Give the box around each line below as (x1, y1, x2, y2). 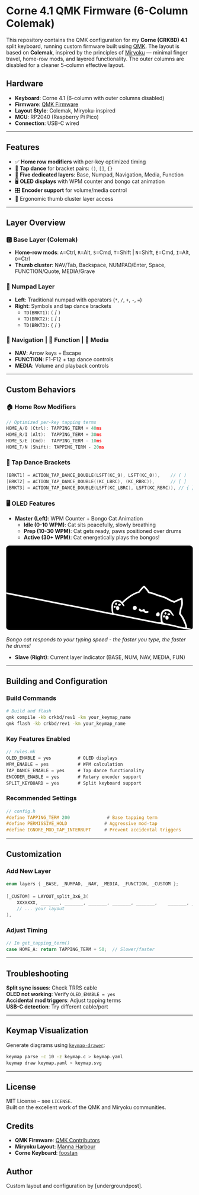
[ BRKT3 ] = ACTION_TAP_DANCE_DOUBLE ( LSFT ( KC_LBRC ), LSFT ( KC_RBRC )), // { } (6, 484, 195, 491)
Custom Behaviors (6, 385, 76, 395)
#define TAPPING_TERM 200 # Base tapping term (6, 814, 158, 821)
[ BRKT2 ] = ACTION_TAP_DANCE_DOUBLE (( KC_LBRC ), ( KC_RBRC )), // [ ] (6, 478, 187, 485)
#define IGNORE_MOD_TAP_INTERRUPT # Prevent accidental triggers (6, 827, 182, 833)
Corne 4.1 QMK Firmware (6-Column (6, 4, 188, 18)
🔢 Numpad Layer (6, 282, 55, 291)
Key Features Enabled (6, 734, 70, 743)
